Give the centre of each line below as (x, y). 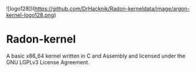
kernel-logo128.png (30, 15)
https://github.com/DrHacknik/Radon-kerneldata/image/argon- (112, 9)
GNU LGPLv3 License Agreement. (48, 62)
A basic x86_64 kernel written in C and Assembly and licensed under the (96, 56)
